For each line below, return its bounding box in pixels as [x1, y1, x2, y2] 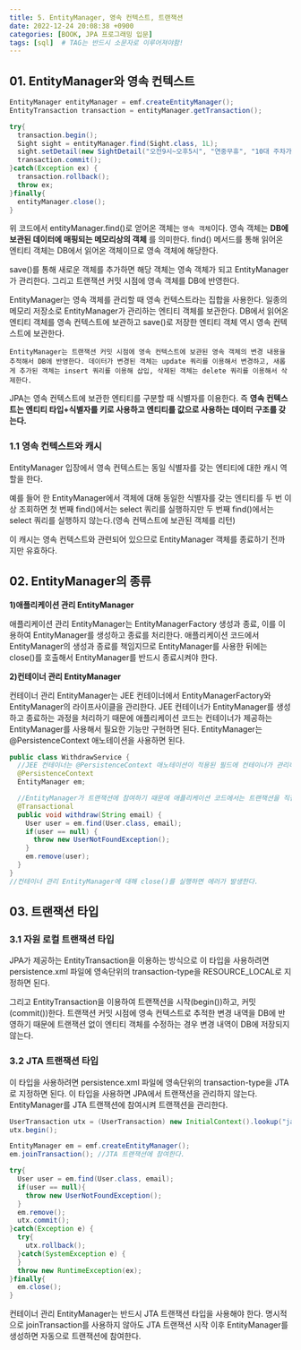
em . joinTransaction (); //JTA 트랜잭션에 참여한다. [9, 1150, 185, 1159]
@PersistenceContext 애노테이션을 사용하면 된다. [9, 735, 185, 745]
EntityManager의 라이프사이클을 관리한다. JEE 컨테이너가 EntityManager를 [9, 701, 275, 712]
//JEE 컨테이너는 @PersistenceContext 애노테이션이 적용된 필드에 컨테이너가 [17, 761, 273, 770]
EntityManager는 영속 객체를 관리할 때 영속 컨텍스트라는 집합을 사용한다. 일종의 [9, 295, 288, 305]
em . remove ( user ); [25, 852, 90, 861]
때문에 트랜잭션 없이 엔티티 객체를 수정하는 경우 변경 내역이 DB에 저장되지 [32, 1019, 290, 1030]
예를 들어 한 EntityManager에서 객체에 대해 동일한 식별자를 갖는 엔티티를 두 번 [9, 492, 283, 503]
